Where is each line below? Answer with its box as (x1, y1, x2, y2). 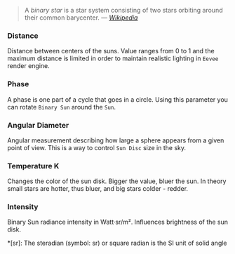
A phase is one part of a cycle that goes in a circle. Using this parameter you (7, 95, 228, 104)
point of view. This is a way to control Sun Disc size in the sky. (7, 143, 187, 152)
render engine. (7, 62, 51, 70)
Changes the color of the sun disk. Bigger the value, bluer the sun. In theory (7, 177, 227, 185)
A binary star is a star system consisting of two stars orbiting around (24, 6, 223, 14)
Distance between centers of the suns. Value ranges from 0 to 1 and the (7, 47, 215, 55)
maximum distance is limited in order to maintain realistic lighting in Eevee (7, 54, 219, 62)
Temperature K (7, 161, 60, 171)
